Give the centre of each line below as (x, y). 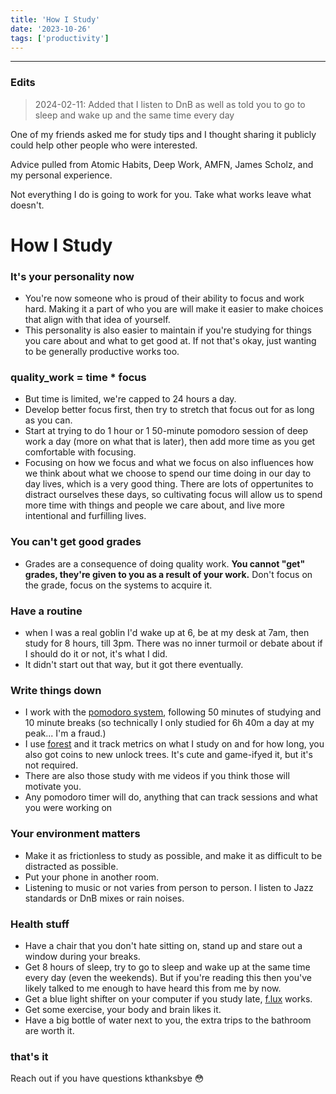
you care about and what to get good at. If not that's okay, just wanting (170, 341)
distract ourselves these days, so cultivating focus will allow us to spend (173, 495)
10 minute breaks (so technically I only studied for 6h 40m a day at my (169, 723)
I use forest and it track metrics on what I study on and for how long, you (174, 744)
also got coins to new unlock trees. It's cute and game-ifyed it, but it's (168, 755)
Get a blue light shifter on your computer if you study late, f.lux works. (168, 998)
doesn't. (27, 205)
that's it (29, 1056)
